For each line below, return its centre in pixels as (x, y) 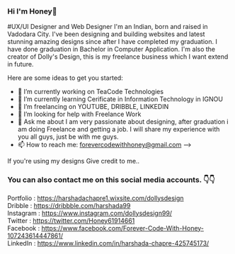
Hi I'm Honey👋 (32, 11)
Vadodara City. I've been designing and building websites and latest (106, 34)
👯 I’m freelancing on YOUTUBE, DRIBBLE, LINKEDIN (93, 107)
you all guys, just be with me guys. (68, 137)
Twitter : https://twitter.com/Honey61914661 (71, 220)
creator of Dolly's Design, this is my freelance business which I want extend (118, 57)
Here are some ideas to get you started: (65, 78)
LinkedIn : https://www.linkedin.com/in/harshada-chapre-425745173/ (108, 243)
